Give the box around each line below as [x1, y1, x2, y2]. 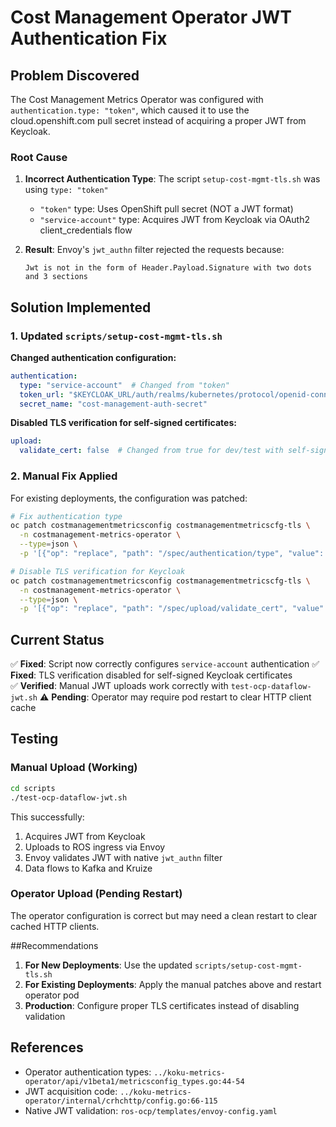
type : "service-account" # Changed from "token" [19, 380, 230, 390]
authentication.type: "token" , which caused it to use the [10, 104, 250, 116]
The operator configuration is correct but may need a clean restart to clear [10, 909, 318, 921]
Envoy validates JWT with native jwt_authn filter [24, 851, 223, 863]
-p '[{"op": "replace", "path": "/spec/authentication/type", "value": [19, 549, 325, 559]
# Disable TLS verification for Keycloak [10, 566, 186, 576]
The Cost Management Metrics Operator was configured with [10, 94, 264, 105]
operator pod [24, 989, 80, 1001]
